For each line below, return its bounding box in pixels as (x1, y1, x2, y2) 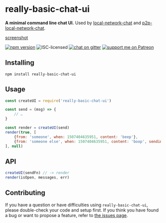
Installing (5, 58, 35, 67)
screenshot (5, 35, 28, 41)
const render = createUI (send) (5, 125, 70, 131)
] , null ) (5, 143, 23, 149)
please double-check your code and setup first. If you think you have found (5, 207, 159, 213)
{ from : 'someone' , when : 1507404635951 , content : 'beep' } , (14, 134, 138, 139)
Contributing (5, 189, 45, 197)
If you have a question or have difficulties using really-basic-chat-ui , (5, 202, 148, 208)
